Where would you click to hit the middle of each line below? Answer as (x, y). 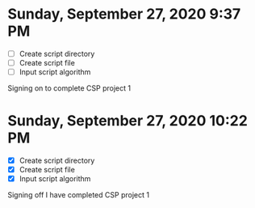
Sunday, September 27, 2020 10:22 (127, 121)
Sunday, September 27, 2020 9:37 (124, 14)
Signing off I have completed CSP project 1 (79, 195)
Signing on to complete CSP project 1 (69, 88)
